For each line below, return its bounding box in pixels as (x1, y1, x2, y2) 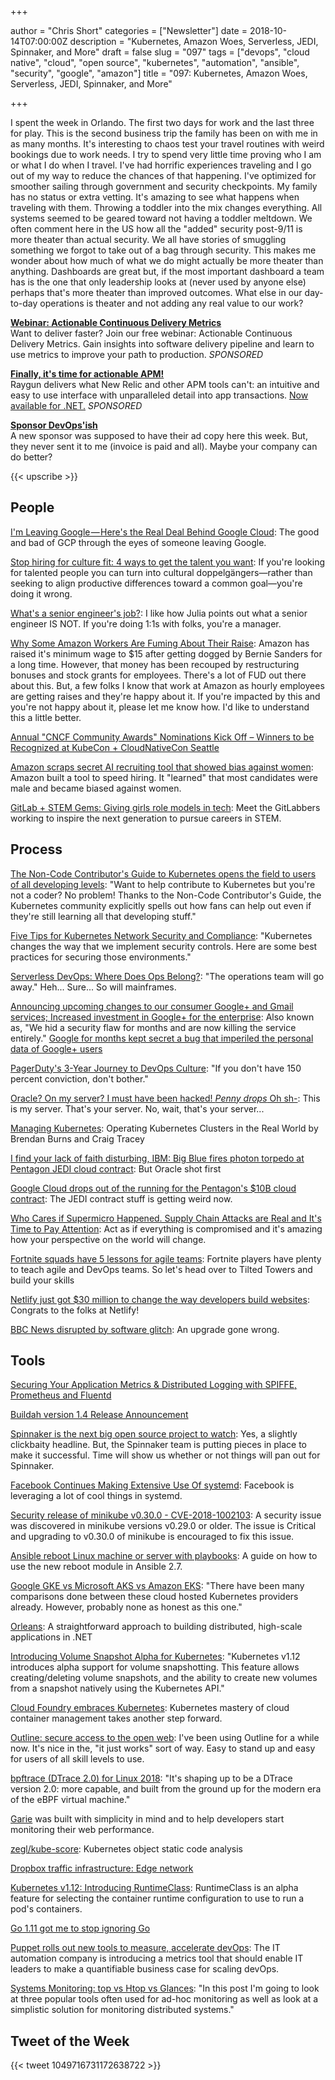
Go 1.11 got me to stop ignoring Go (10, 1922, 151, 1935)
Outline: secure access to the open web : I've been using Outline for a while (10, 1732, 320, 1744)
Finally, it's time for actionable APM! (10, 368, 165, 380)
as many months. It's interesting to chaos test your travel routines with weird (10, 138, 325, 150)
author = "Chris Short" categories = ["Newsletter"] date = (10, 25, 248, 36)
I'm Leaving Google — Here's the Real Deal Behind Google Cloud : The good (10, 526, 320, 538)
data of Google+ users (10, 1042, 103, 1055)
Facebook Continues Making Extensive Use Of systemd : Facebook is (10, 1479, 295, 1491)
